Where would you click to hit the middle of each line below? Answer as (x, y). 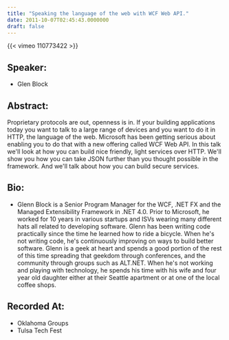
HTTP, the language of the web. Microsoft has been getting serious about (111, 137)
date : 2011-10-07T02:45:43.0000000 (58, 20)
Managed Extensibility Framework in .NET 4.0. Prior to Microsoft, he (113, 211)
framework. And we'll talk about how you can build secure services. (103, 166)
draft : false (26, 26)
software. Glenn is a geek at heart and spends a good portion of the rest (119, 248)
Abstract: (28, 106)
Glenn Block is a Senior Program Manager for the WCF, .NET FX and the (119, 204)
